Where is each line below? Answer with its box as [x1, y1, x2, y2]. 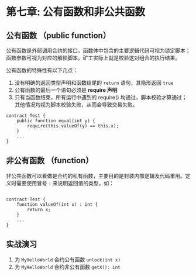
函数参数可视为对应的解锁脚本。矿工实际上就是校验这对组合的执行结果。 [6, 54, 180, 61]
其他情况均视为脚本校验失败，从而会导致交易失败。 [14, 101, 138, 108]
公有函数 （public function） [6, 30, 111, 40]
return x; [27, 206, 51, 212]
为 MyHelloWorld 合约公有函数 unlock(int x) [14, 256, 121, 263]
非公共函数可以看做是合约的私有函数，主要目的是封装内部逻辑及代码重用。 [6, 172, 185, 179]
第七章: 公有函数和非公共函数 [6, 5, 145, 19]
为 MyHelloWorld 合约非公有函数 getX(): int [14, 263, 121, 270]
